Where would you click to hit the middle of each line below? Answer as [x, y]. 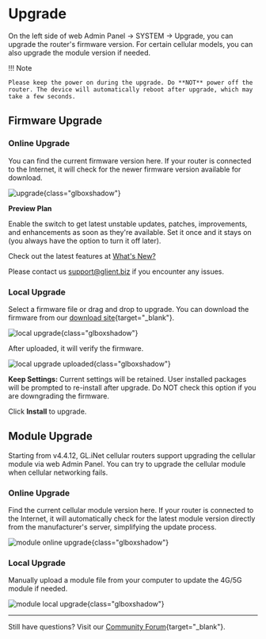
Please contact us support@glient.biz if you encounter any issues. [116, 271]
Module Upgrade [51, 436]
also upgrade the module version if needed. [80, 52]
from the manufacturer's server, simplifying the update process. [112, 527]
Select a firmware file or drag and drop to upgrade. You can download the [129, 309]
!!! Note [20, 67]
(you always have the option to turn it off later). [85, 241]
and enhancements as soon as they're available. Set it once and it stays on [130, 232]
